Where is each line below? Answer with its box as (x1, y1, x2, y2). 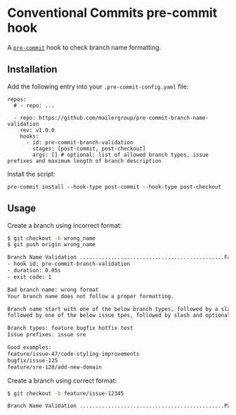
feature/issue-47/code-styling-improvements (7, 350, 140, 357)
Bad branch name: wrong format (7, 286, 99, 293)
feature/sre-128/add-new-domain (7, 364, 102, 371)
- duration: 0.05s (7, 267, 61, 274)
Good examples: (7, 344, 52, 351)
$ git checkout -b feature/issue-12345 (7, 390, 124, 397)
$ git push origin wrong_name (7, 241, 96, 248)
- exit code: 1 (7, 273, 52, 281)
